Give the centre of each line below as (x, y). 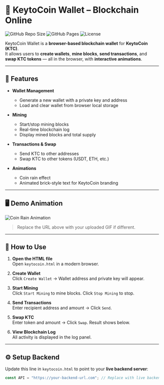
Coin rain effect (35, 177)
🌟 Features (22, 79)
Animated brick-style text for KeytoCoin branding (69, 183)
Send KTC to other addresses (49, 153)
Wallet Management (33, 90)
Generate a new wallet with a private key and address (73, 100)
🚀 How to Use (26, 247)
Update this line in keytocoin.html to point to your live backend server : (77, 369)
